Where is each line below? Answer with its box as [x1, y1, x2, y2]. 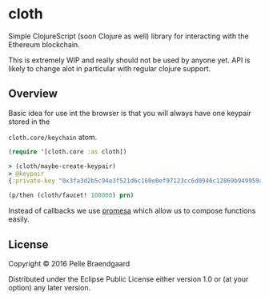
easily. [8, 214, 30, 224]
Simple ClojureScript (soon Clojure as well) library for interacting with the [8, 31, 250, 41]
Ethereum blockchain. [8, 39, 80, 49]
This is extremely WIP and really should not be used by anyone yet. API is [8, 55, 251, 65]
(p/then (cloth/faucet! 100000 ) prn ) [8, 191, 134, 200]
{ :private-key [8, 177, 56, 185]
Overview [8, 87, 58, 101]
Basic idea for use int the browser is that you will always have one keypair [8, 108, 252, 118]
